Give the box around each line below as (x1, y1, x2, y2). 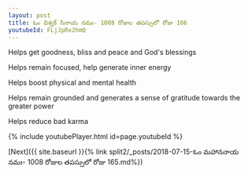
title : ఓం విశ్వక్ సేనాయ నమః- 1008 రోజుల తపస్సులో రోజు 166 (8, 19, 187, 27)
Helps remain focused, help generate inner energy (8, 63, 172, 72)
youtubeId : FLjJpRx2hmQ (8, 26, 87, 34)
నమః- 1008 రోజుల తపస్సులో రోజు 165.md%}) (8, 158, 143, 167)
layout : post (8, 11, 51, 20)
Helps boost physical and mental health (8, 78, 136, 87)
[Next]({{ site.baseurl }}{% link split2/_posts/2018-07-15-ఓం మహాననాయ (8, 147, 239, 157)
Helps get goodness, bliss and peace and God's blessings (8, 48, 197, 57)
